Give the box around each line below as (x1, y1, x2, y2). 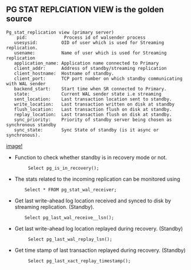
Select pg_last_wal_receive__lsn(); (24, 214, 115, 221)
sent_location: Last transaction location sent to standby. (14, 96, 172, 102)
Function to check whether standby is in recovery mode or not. (14, 154, 167, 161)
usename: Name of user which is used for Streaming (14, 50, 167, 56)
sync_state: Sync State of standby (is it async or (14, 127, 159, 133)
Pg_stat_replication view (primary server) (6, 29, 115, 35)
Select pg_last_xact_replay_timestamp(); (28, 258, 131, 264)
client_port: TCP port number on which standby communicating (14, 76, 183, 82)
